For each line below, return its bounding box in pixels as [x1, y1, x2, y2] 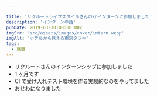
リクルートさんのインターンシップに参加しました [14, 63, 133, 70]
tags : [6, 41, 19, 47]
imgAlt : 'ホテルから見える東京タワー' [6, 36, 89, 41]
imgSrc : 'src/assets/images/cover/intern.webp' [6, 30, 125, 36]
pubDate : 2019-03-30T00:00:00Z [6, 25, 83, 30]
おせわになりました [14, 85, 62, 92]
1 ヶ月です [14, 70, 39, 77]
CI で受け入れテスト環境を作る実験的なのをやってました [14, 77, 149, 85]
